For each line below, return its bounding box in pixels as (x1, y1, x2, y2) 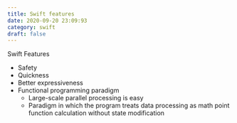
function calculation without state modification (28, 109, 165, 117)
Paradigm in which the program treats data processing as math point (28, 101, 230, 110)
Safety (17, 63, 38, 72)
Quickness (17, 71, 50, 80)
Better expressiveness (17, 79, 83, 87)
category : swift (7, 23, 56, 31)
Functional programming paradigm (17, 86, 120, 95)
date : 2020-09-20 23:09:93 (7, 17, 88, 24)
